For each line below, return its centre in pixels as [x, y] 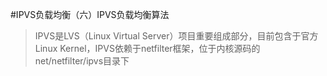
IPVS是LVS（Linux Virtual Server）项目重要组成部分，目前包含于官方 [176, 36]
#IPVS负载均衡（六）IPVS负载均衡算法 [90, 14]
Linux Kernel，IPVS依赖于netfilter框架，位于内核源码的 [147, 48]
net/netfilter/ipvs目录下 [82, 61]
